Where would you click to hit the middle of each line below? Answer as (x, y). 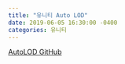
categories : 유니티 (37, 30)
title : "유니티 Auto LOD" (48, 15)
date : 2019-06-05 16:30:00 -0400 (63, 23)
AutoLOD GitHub (35, 52)
